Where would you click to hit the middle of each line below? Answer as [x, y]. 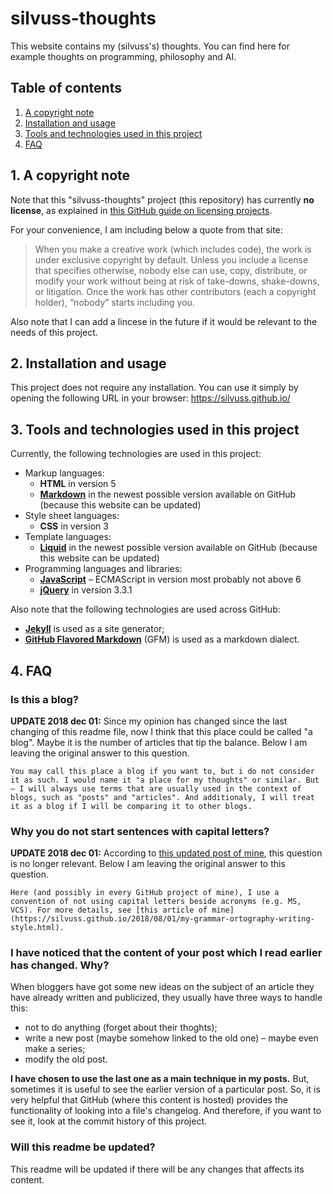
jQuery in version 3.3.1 [86, 590]
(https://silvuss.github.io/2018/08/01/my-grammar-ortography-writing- [162, 919]
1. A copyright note [70, 175]
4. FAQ [31, 670]
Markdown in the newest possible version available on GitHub [168, 494]
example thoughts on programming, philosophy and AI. [123, 56]
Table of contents [66, 88]
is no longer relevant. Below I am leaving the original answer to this [148, 864]
